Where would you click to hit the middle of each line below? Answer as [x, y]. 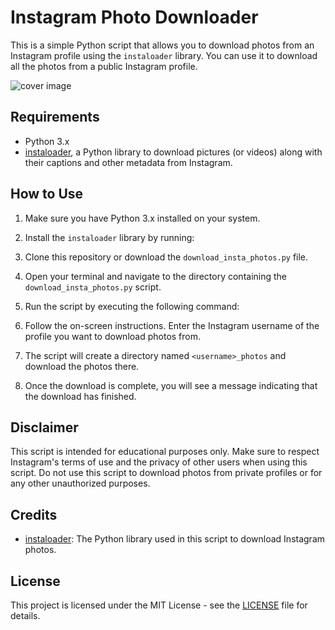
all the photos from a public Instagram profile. [104, 66]
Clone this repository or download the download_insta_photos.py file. [166, 257]
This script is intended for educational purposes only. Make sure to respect [165, 452]
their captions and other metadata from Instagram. [128, 162]
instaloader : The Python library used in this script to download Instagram [175, 539]
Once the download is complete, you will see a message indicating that [171, 385]
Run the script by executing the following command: [132, 306]
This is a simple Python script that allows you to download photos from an [162, 45]
